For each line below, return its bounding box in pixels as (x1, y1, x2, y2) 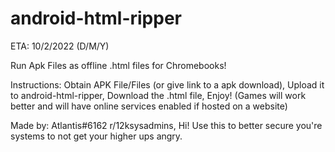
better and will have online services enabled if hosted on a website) (10, 100, 288, 112)
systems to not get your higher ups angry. (10, 130, 183, 142)
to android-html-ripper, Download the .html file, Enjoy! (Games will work (10, 89, 307, 101)
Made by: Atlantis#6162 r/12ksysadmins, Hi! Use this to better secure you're (10, 119, 323, 131)
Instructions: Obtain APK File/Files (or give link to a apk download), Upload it (10, 78, 325, 91)
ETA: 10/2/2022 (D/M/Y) (10, 40, 110, 52)
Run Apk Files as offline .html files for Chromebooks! (10, 59, 227, 71)
